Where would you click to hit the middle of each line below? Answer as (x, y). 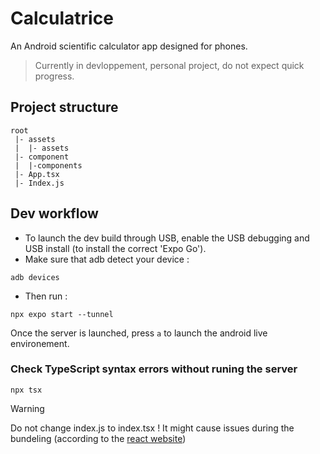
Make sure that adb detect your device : (107, 259)
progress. (54, 76)
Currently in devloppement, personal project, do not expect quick (169, 65)
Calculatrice (62, 18)
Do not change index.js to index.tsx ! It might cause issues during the (152, 428)
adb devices (35, 277)
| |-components (48, 165)
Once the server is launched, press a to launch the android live (139, 333)
